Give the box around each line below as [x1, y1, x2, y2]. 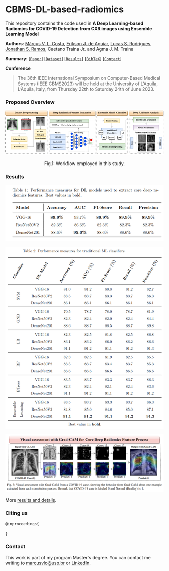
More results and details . [5, 497, 57, 503]
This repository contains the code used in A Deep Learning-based [5, 20, 143, 26]
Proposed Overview [5, 98, 55, 105]
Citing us [5, 510, 28, 517]
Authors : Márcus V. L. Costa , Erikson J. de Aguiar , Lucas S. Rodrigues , [5, 40, 152, 46]
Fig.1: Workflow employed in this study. [44, 160, 125, 167]
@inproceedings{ [5, 522, 39, 527]
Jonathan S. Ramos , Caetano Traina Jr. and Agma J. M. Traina [5, 46, 134, 52]
